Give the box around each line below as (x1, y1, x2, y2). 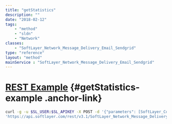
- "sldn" (14, 31, 33, 36)
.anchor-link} (44, 92, 102, 104)
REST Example (5, 82, 68, 93)
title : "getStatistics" (5, 7, 56, 13)
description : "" (5, 12, 40, 17)
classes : (5, 41, 24, 46)
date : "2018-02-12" (5, 17, 47, 22)
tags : (5, 21, 17, 27)
